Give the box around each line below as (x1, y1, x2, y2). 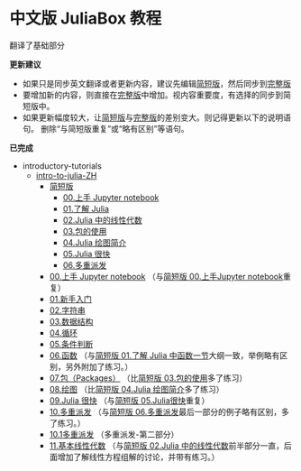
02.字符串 (49, 304, 86, 316)
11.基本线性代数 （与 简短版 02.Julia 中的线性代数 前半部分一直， (49, 439, 284, 451)
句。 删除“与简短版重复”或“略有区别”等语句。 (22, 123, 189, 134)
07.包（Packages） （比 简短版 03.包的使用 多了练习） (49, 372, 248, 383)
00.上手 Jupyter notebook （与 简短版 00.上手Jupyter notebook (49, 271, 284, 282)
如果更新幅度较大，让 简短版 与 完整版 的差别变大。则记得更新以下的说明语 (22, 112, 291, 123)
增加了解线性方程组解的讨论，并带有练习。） (57, 451, 220, 462)
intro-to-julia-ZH (35, 170, 97, 180)
